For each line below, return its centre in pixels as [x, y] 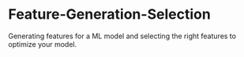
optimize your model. [43, 44]
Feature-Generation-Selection [109, 14]
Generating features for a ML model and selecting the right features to [122, 36]
